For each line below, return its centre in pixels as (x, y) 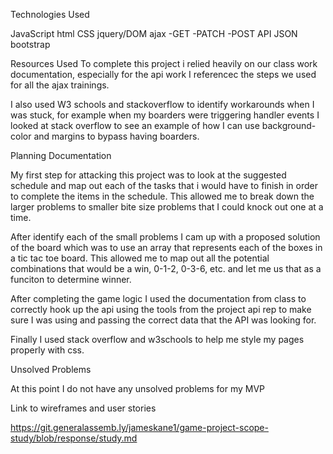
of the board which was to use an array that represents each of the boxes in (166, 247)
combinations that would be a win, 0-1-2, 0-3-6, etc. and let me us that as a (166, 268)
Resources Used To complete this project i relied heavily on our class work (164, 63)
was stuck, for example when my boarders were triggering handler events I (165, 115)
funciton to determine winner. (71, 279)
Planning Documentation (61, 155)
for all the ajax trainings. (60, 85)
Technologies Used (50, 14)
